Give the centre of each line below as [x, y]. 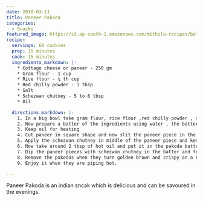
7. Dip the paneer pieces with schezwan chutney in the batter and [104, 152]
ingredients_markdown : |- [44, 62]
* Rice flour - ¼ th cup [48, 79]
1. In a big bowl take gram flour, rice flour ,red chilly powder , [105, 118]
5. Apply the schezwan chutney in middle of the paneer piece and [102, 141]
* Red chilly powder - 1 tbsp [55, 85]
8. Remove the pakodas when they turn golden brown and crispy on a [105, 158]
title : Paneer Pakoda [34, 18]
